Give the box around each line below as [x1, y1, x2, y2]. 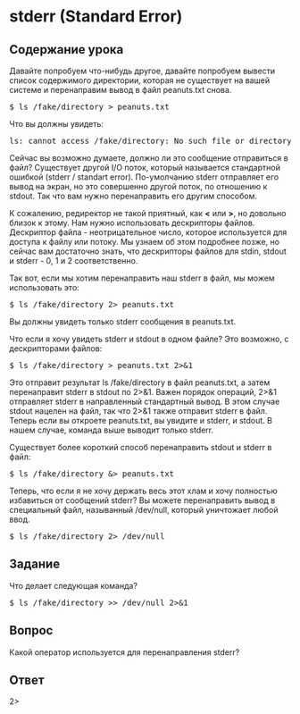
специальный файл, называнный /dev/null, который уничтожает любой [9, 505, 279, 515]
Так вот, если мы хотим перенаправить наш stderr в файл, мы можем [9, 273, 275, 283]
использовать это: [9, 282, 80, 292]
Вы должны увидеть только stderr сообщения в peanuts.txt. [9, 316, 237, 327]
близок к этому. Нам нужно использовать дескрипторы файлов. [9, 217, 255, 228]
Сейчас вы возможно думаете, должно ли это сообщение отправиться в [9, 153, 288, 163]
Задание [9, 557, 61, 572]
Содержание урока [9, 42, 124, 57]
